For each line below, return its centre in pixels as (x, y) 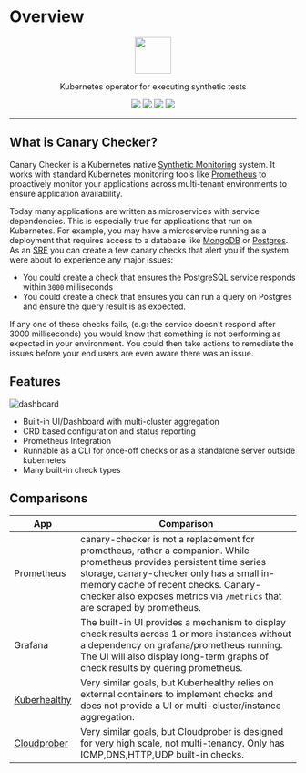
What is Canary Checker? (83, 143)
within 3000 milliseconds (68, 287)
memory (98, 585)
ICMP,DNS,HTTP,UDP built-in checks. (162, 755)
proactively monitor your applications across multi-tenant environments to (148, 183)
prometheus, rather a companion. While (165, 551)
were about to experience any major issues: (92, 259)
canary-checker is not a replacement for (168, 540)
